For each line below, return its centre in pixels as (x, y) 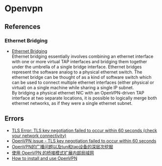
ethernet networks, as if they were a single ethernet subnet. (72, 103)
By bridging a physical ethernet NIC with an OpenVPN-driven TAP (78, 93)
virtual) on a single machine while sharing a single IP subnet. (73, 87)
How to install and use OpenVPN (45, 158)
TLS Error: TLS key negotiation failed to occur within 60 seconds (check (84, 130)
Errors (14, 119)
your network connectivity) (39, 136)
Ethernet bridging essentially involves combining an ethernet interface (82, 56)
